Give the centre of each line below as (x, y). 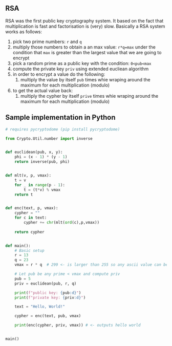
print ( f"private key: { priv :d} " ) (50, 297)
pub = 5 (23, 278)
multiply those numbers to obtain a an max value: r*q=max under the (84, 47)
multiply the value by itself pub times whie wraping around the (85, 79)
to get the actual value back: (43, 90)
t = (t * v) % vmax (42, 190)
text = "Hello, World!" (40, 307)
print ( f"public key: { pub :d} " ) (48, 293)
